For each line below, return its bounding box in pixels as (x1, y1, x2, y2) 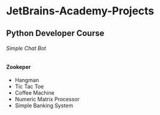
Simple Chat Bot (6, 45, 47, 52)
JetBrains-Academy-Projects (6, 4, 155, 18)
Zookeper (6, 63, 31, 70)
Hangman (14, 77, 39, 84)
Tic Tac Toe (14, 83, 44, 90)
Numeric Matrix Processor (14, 96, 80, 103)
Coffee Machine (14, 89, 55, 96)
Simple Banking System (14, 102, 73, 109)
